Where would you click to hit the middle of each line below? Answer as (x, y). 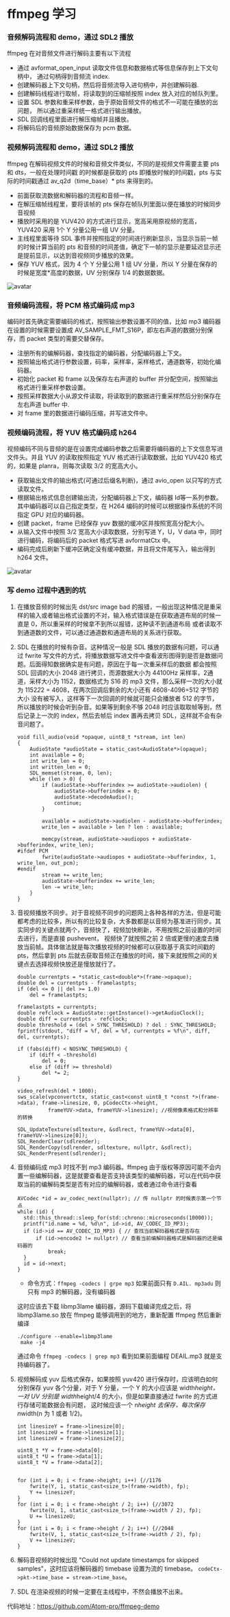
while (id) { (36, 1212)
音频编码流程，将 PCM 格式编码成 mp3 (71, 305)
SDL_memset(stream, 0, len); (71, 773)
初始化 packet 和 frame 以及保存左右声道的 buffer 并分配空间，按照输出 (117, 379)
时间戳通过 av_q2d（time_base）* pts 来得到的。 (88, 181)
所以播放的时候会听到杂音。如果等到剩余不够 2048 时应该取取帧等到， (116, 707)
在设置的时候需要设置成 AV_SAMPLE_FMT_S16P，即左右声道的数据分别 (107, 330)
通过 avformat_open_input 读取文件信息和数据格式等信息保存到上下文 (114, 68)
